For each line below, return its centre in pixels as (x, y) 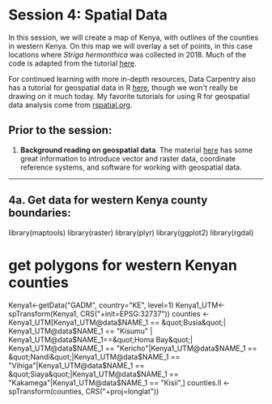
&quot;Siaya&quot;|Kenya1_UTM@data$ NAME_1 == (94, 374)
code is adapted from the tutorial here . (72, 63)
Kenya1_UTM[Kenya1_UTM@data (63, 322)
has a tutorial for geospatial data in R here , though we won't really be (123, 88)
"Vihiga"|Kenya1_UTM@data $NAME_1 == (76, 365)
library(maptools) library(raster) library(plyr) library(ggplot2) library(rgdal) (131, 232)
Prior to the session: (60, 130)
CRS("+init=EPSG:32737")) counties (140, 313)
